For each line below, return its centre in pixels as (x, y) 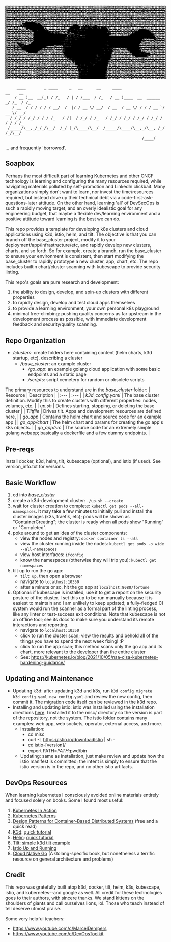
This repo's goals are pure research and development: (62, 282)
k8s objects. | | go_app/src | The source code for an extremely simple (78, 428)
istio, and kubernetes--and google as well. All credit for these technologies (84, 893)
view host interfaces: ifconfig (52, 554)
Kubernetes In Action (35, 810)
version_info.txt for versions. (35, 467)
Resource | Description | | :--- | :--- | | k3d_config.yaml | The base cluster (82, 395)
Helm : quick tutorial (33, 837)
